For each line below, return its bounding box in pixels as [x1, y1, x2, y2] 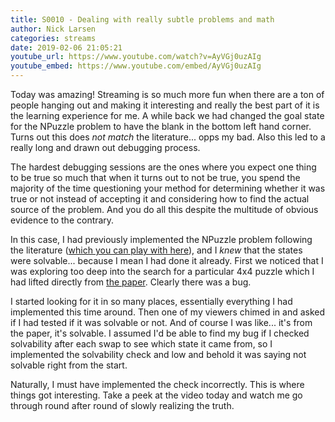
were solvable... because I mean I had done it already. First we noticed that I [10, 255, 324, 266]
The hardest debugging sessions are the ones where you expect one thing [10, 161, 317, 173]
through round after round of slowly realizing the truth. [10, 400, 235, 411]
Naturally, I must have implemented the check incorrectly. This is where [10, 379, 305, 390]
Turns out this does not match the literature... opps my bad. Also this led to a [10, 131, 326, 143]
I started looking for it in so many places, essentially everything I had [10, 296, 293, 307]
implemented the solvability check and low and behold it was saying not [10, 349, 307, 360]
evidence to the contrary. [10, 214, 115, 226]
